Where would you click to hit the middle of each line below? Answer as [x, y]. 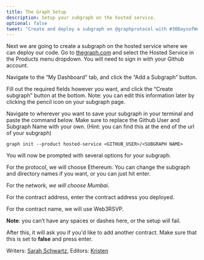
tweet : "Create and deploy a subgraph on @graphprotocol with [87, 29]
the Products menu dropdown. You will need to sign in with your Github [95, 59]
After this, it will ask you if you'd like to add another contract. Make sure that [102, 233]
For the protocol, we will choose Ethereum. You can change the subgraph [98, 167]
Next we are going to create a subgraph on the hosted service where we [97, 46]
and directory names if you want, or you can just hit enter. [78, 174]
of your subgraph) [29, 133]
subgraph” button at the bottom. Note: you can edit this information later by [100, 95]
